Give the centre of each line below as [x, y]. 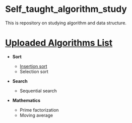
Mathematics [26, 100]
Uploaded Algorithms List [59, 43]
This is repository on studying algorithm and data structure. [66, 23]
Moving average [36, 115]
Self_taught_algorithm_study [66, 9]
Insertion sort [33, 66]
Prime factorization [39, 110]
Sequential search [38, 91]
